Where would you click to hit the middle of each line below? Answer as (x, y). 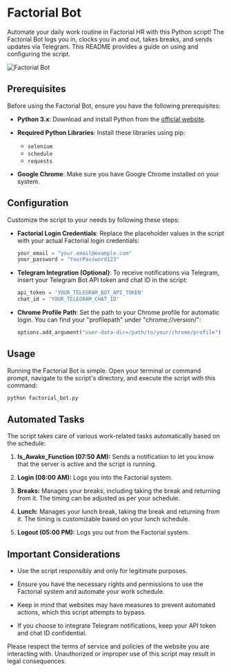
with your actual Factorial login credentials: (78, 241)
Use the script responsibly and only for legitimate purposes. (102, 571)
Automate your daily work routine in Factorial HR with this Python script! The (115, 32)
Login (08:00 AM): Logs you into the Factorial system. (95, 478)
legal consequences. (37, 661)
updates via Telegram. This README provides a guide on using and (103, 46)
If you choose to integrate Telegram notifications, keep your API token (117, 626)
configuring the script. (39, 54)
